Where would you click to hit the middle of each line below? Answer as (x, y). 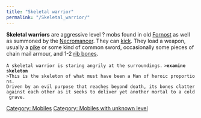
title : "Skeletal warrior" (40, 12)
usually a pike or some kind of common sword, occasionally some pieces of (100, 47)
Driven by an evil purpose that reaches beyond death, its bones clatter (101, 87)
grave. (17, 97)
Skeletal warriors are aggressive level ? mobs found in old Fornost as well (98, 34)
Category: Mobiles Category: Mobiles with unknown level (77, 108)
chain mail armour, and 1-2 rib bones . (52, 53)
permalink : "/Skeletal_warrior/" (48, 17)
